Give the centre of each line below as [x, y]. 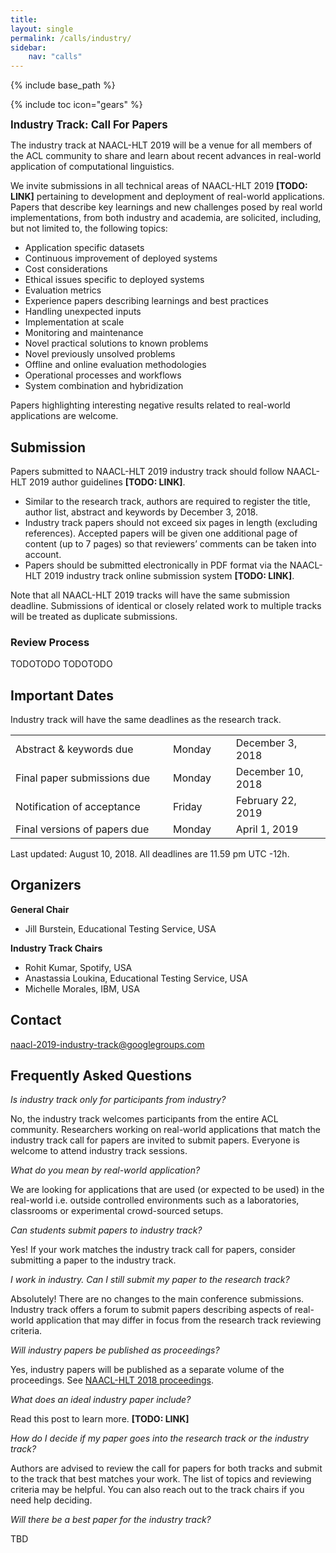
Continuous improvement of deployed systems [121, 258]
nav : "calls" [55, 57]
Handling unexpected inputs [83, 312]
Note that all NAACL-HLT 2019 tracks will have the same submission [150, 595]
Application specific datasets [84, 248]
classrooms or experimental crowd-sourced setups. [117, 1211]
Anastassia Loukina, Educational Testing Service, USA [136, 978]
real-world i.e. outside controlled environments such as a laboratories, [155, 1200]
